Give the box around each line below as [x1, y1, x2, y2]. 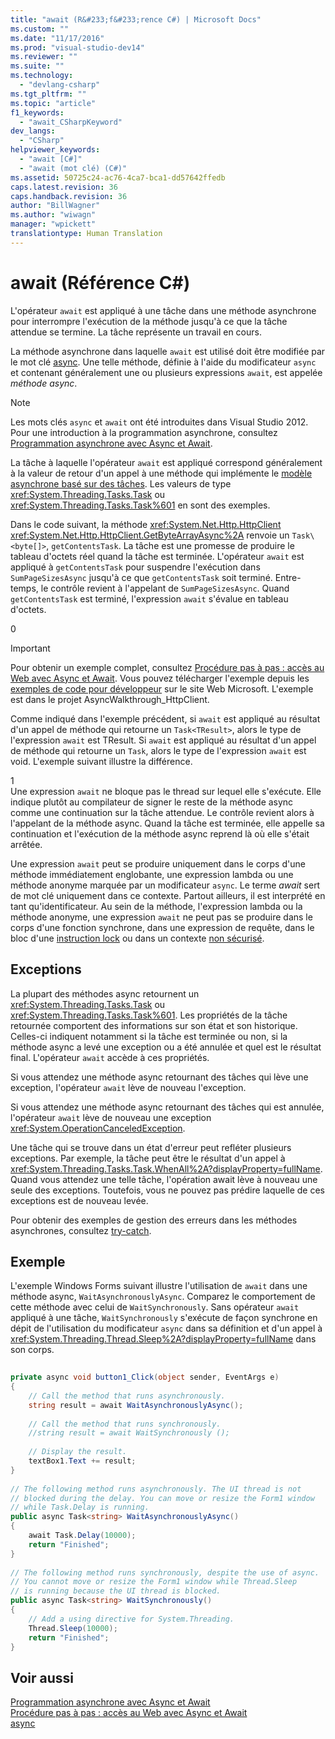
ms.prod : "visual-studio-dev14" [10, 42, 145, 53]
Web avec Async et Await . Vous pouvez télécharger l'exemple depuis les [10, 672, 310, 684]
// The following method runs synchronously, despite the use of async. [10, 1567, 320, 1578]
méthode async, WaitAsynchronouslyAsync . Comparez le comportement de [10, 1291, 316, 1303]
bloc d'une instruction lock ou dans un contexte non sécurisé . [10, 932, 265, 944]
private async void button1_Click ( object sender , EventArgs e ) [10, 1372, 280, 1383]
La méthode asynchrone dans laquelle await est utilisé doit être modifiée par [10, 345, 326, 357]
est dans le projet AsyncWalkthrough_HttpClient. [10, 693, 210, 705]
